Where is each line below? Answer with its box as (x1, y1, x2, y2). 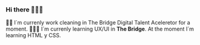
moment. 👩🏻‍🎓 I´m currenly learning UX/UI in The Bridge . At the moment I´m (5, 25, 195, 32)
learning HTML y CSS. (5, 32, 61, 39)
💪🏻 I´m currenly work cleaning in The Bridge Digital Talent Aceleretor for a (5, 19, 190, 26)
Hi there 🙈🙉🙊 (5, 5, 44, 14)
